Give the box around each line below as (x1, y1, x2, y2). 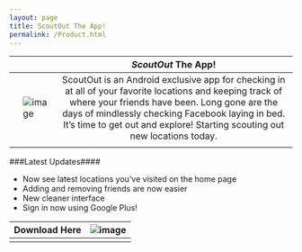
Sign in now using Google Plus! (22, 202, 138, 213)
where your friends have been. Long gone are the (68, 96, 279, 109)
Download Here (13, 224, 82, 237)
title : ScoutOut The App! (9, 22, 106, 31)
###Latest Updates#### (9, 157, 101, 167)
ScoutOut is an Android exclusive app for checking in (61, 74, 286, 86)
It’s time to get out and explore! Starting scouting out (62, 119, 285, 131)
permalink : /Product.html (9, 30, 106, 39)
